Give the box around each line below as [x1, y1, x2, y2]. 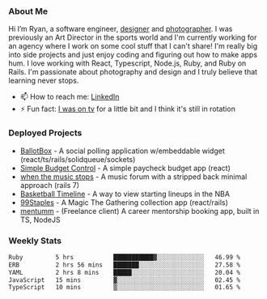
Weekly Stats [8, 235, 62, 246]
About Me [8, 6, 49, 17]
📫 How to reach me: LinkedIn [19, 92, 120, 102]
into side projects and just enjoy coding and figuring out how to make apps [8, 50, 257, 60]
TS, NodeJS [19, 215, 61, 224]
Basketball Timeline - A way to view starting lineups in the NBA [19, 189, 231, 199]
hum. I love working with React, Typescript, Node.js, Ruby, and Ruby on [8, 58, 247, 68]
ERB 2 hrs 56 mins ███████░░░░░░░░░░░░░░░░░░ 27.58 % [8, 261, 241, 269]
